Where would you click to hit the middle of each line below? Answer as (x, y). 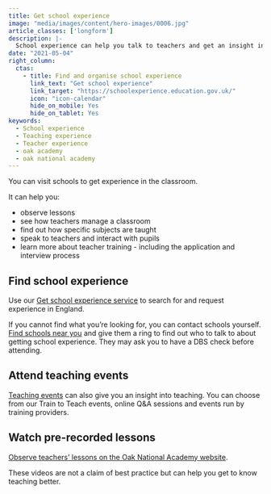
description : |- (35, 38)
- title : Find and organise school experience (102, 76)
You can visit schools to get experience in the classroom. (103, 182)
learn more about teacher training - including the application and (127, 247)
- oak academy (39, 151)
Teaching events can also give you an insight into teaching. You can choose (134, 395)
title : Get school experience (59, 16)
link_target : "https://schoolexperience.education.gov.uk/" (133, 91)
